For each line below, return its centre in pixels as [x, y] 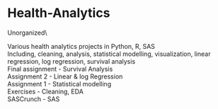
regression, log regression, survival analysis [71, 61]
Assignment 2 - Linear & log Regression [65, 76]
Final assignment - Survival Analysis [60, 69]
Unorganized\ [27, 33]
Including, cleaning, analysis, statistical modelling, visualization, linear [109, 54]
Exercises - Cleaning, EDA [45, 91]
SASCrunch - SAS [34, 99]
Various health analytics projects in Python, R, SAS [81, 46]
